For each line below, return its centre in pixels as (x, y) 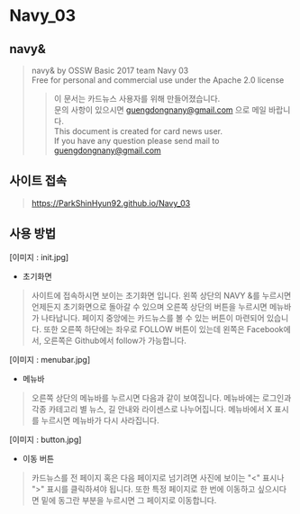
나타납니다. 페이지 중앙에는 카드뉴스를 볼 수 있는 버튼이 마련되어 (153, 318)
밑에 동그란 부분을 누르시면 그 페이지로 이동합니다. (129, 500)
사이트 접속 (38, 181)
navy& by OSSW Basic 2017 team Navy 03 (110, 70)
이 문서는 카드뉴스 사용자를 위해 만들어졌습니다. (137, 99)
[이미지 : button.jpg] (45, 439)
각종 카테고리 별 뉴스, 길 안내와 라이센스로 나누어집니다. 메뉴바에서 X (152, 409)
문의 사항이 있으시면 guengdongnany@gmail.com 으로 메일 (160, 110)
